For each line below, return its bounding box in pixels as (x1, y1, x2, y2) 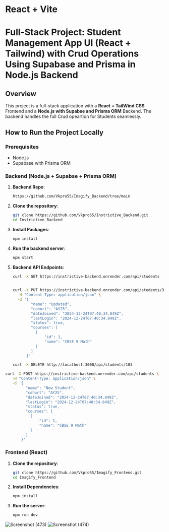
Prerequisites (5, 143, 39, 150)
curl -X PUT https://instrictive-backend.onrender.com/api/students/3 (12, 288, 164, 293)
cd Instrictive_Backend (12, 217, 63, 222)
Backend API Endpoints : (12, 264, 65, 270)
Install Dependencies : (12, 484, 60, 490)
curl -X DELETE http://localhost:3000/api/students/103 (12, 362, 133, 367)
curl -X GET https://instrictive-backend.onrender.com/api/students (12, 274, 160, 279)
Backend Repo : (12, 184, 45, 190)
